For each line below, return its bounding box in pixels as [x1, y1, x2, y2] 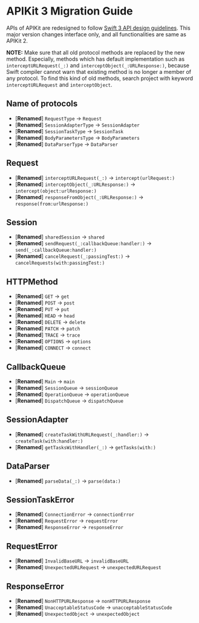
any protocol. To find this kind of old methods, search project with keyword [6, 74, 194, 82]
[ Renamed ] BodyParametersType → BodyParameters [15, 134, 140, 141]
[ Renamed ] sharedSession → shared [15, 233, 105, 240]
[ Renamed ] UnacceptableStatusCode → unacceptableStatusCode [15, 604, 172, 611]
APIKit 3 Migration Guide [6, 4, 133, 18]
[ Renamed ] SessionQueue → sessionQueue [15, 384, 119, 391]
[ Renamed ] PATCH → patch [15, 325, 80, 332]
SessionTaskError [6, 495, 74, 505]
